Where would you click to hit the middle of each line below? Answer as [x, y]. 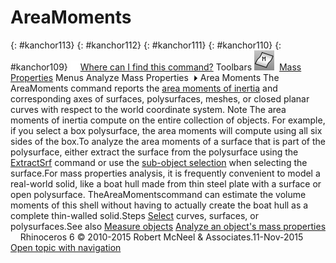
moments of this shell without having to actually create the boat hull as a [159, 205]
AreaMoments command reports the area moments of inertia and [144, 88]
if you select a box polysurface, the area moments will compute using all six [166, 130]
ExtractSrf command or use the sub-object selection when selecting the [159, 162]
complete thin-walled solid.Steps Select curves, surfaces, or [134, 215]
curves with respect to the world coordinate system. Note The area [148, 109]
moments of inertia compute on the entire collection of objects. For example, [168, 120]
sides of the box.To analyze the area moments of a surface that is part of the [168, 141]
